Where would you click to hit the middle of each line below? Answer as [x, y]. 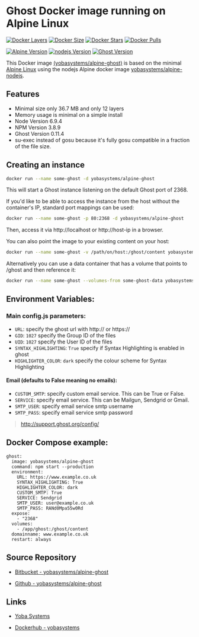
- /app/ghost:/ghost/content [53, 529]
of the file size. [33, 146]
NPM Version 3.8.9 [38, 127]
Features [23, 94]
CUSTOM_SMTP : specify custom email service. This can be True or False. [100, 393]
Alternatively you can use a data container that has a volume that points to [97, 264]
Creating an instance [45, 165]
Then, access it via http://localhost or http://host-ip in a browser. [85, 230]
